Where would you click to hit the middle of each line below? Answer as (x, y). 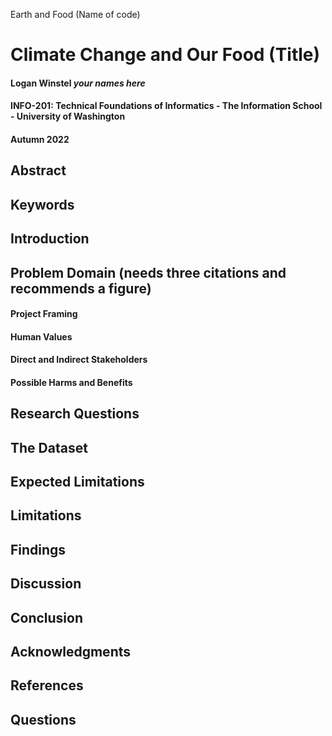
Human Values (41, 336)
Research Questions (75, 414)
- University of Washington (68, 116)
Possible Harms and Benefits (71, 382)
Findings (38, 549)
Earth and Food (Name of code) (75, 14)
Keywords (42, 204)
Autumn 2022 (40, 139)
